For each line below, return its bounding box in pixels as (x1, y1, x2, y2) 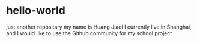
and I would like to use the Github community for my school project (6, 29, 172, 36)
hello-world (6, 4, 66, 17)
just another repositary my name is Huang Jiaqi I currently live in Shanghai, (6, 23, 192, 30)
